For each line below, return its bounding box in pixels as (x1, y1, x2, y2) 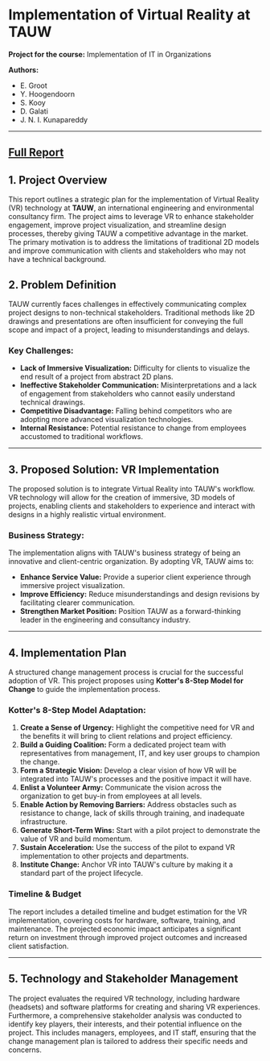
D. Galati (19, 106, 48, 116)
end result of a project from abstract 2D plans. (19, 372, 174, 382)
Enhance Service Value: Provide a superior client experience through (19, 572, 252, 582)
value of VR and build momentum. (19, 834, 133, 843)
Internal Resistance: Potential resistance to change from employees (19, 423, 247, 433)
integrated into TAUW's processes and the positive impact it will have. (19, 774, 252, 784)
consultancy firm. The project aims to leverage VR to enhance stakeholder (8, 212, 255, 222)
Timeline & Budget (8, 889, 82, 900)
